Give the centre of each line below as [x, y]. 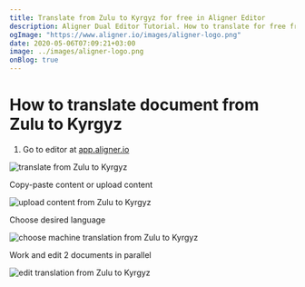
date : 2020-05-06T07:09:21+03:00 [73, 43]
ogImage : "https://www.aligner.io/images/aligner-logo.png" [126, 35]
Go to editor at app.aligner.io [76, 149]
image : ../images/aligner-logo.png [77, 52]
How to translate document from [134, 105]
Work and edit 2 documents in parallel [80, 254]
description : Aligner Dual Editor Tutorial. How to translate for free [148, 26]
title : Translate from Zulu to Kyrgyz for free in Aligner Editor [138, 18]
